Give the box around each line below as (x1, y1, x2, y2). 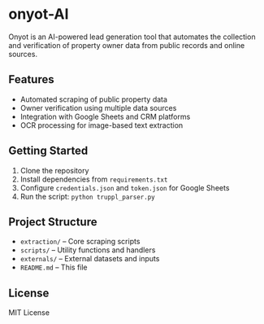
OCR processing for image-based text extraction (19, 120, 184, 130)
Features (8, 72, 54, 86)
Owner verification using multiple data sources (19, 103, 177, 112)
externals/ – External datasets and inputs (19, 254, 160, 264)
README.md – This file (19, 262, 88, 273)
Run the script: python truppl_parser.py (19, 191, 156, 201)
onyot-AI (8, 5, 69, 24)
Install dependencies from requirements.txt (19, 174, 168, 184)
